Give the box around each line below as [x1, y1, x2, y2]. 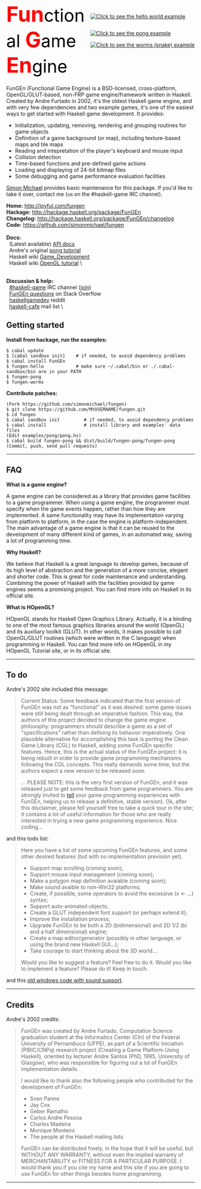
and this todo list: [6, 835, 49, 842]
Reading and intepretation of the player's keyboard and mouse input [14, 147, 183, 154]
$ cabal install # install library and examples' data [6, 422, 181, 428]
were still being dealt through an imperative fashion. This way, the [20, 710, 184, 717]
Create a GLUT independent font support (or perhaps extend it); [29, 909, 188, 917]
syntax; [29, 896, 48, 903]
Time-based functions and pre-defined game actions [14, 160, 147, 167]
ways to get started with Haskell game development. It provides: [6, 110, 165, 117]
